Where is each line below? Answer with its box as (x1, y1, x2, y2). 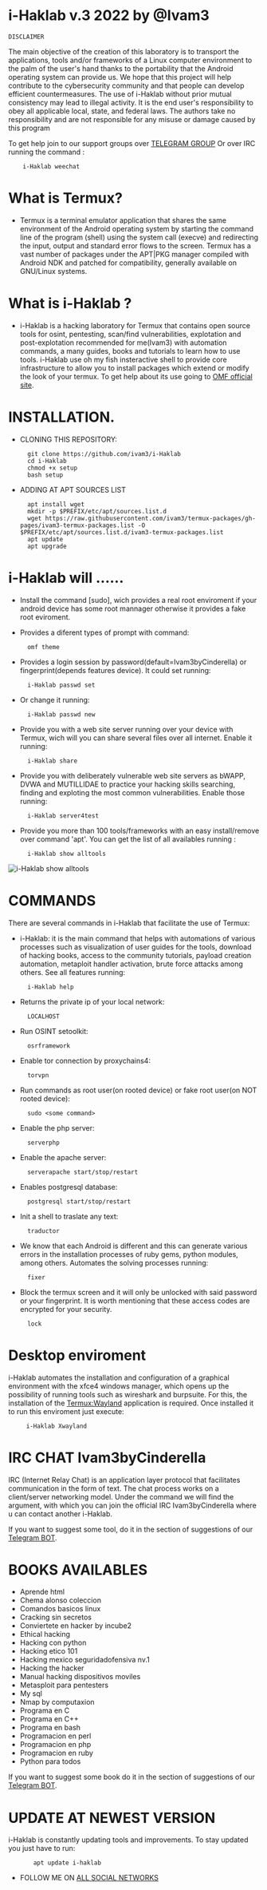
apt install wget (27, 500, 85, 509)
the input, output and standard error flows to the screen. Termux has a (19, 240, 251, 250)
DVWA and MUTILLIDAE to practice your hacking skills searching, (19, 779, 236, 789)
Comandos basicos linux (19, 1604, 101, 1614)
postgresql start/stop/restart (27, 1197, 132, 1206)
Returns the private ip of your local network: (19, 997, 165, 1006)
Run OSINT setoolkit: (19, 1026, 89, 1036)
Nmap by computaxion (19, 1698, 95, 1707)
